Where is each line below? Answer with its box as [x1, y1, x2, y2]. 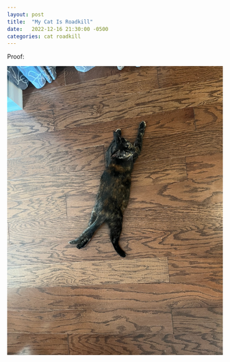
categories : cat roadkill [7, 33, 81, 40]
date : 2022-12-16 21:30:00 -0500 [7, 25, 109, 32]
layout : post [7, 11, 44, 18]
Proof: [7, 52, 25, 61]
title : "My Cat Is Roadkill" [7, 18, 94, 25]
